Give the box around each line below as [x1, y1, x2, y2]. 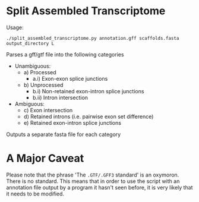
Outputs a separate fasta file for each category [6, 131, 121, 138]
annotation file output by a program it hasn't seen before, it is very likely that [6, 184, 193, 191]
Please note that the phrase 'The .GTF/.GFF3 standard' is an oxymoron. [6, 171, 179, 178]
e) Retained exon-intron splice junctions [23, 119, 122, 126]
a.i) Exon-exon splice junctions [32, 75, 108, 82]
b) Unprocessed [23, 81, 64, 89]
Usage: [6, 24, 24, 31]
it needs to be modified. [6, 190, 64, 197]
